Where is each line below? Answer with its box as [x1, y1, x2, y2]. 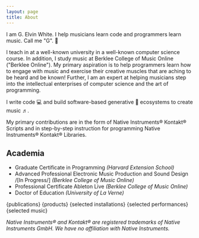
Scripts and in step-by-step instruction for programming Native [6, 124, 160, 131]
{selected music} [6, 207, 48, 214]
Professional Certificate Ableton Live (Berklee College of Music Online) [14, 183, 188, 190]
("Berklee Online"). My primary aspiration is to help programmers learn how [6, 61, 191, 68]
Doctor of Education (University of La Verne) [14, 189, 125, 196]
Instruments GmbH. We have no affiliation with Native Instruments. [6, 225, 170, 232]
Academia [6, 148, 45, 158]
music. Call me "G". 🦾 [6, 37, 58, 44]
